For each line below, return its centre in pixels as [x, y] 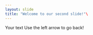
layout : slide [19, 9]
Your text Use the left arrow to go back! [45, 27]
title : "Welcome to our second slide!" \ [47, 14]
